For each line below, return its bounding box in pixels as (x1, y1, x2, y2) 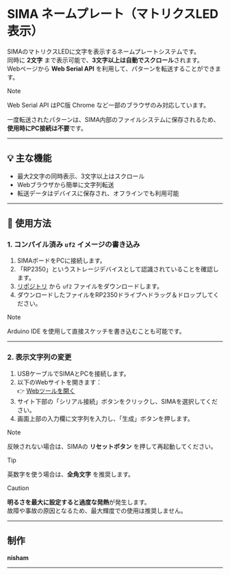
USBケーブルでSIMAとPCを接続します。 (16, 369, 130, 378)
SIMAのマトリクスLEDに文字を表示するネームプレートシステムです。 (7, 47, 200, 56)
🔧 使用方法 (7, 217, 51, 230)
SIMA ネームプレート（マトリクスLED (7, 6, 219, 22)
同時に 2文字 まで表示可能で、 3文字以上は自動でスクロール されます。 (7, 56, 203, 64)
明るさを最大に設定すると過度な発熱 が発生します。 (7, 498, 151, 506)
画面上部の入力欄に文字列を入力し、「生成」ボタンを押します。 (16, 414, 194, 422)
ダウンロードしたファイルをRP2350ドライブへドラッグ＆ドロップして (16, 291, 214, 299)
